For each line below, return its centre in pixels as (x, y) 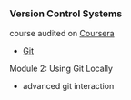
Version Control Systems (66, 14)
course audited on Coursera (62, 34)
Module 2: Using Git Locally (61, 69)
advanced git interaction (68, 86)
